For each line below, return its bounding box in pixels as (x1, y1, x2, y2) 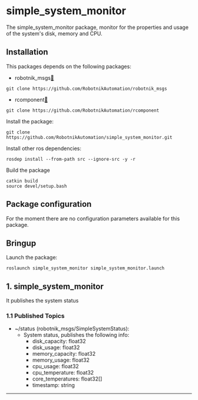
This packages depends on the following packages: (6, 63, 131, 70)
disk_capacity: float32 (32, 338, 87, 345)
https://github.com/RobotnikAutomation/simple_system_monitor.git (6, 134, 173, 140)
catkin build (6, 178, 38, 184)
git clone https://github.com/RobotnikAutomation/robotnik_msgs (6, 86, 167, 92)
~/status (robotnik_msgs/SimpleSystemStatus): (14, 325, 130, 332)
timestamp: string (32, 382, 75, 389)
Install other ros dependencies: (6, 145, 81, 152)
